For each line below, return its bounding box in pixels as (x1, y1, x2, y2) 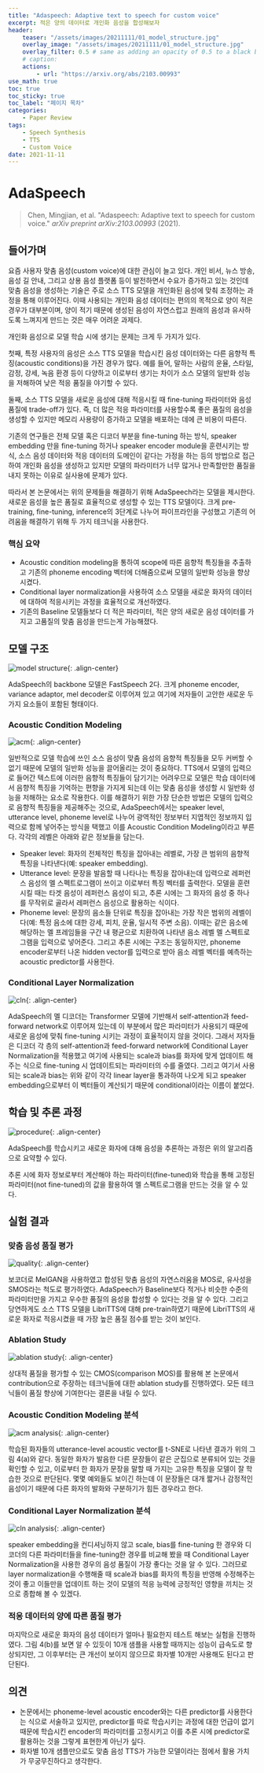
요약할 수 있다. (22, 1153, 67, 1162)
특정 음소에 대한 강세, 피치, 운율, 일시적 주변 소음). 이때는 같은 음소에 (38, 918, 248, 927)
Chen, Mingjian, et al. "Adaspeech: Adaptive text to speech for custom (27, 210, 255, 220)
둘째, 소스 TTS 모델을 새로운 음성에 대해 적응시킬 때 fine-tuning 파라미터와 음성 (8, 395, 251, 404)
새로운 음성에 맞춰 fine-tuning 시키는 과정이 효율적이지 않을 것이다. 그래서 (8, 1031, 235, 1040)
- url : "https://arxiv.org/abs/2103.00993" (36, 70, 181, 78)
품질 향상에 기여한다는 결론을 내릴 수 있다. (28, 1388, 157, 1398)
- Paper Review (22, 114, 72, 122)
